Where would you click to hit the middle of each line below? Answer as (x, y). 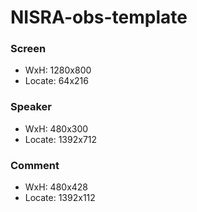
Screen (28, 49)
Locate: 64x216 (56, 81)
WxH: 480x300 (56, 128)
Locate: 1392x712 (61, 139)
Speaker (31, 107)
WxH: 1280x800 (58, 70)
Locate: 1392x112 (60, 198)
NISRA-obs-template (99, 17)
